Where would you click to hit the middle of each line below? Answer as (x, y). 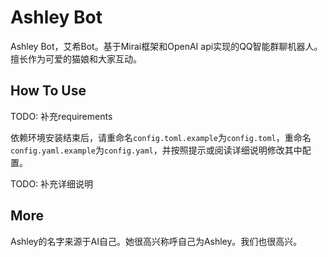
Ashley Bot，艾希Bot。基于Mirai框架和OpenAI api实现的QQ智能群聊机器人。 (166, 46)
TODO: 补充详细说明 (52, 183)
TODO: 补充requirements (61, 116)
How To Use (48, 91)
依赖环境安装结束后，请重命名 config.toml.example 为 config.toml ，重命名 (161, 137)
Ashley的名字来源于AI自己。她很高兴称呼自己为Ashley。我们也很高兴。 (156, 241)
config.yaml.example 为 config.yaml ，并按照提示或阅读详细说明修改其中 (156, 150)
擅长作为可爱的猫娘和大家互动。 (76, 58)
